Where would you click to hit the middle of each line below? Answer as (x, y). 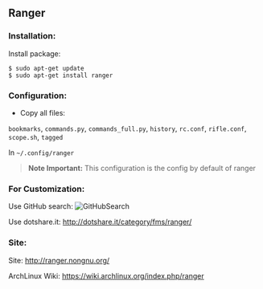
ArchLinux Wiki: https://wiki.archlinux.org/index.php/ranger (107, 275)
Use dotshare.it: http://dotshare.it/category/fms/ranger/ (100, 222)
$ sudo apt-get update (46, 68)
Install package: (35, 53)
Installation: (32, 36)
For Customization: (47, 189)
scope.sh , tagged (36, 136)
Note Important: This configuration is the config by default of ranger (142, 168)
